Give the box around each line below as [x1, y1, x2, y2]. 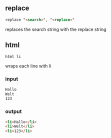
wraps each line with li [5, 63, 51, 69]
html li [5, 54, 21, 59]
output [5, 108, 22, 115]
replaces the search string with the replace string [5, 26, 106, 32]
